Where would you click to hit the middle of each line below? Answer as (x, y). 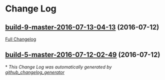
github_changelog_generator (35, 72)
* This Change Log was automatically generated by (58, 67)
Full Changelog (21, 39)
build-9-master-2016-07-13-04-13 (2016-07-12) (82, 27)
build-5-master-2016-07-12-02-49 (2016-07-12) (83, 55)
